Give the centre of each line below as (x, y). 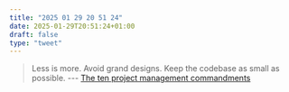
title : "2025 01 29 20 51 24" (66, 18)
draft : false (34, 34)
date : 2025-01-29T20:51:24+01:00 (72, 26)
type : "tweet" (36, 43)
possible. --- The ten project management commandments (141, 78)
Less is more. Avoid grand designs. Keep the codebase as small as (155, 69)
